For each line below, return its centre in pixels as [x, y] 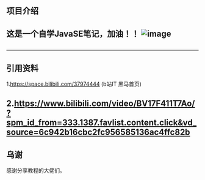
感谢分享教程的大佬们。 [36, 171]
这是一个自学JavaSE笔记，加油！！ [73, 33]
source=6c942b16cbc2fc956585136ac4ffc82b [98, 133]
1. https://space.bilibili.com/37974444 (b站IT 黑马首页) [74, 84]
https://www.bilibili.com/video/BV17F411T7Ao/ [105, 104]
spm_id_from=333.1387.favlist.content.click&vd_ [102, 123]
